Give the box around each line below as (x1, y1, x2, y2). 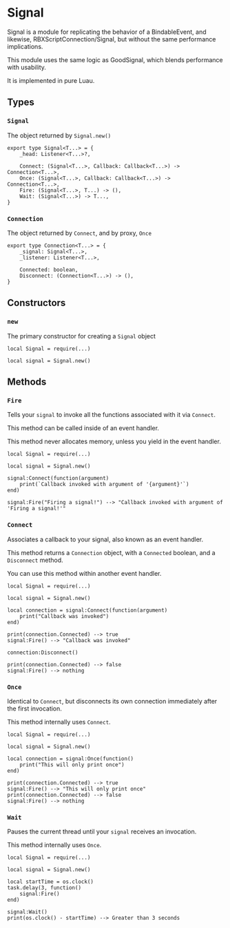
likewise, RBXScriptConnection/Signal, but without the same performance (7, 35, 216, 43)
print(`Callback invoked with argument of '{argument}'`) (19, 481, 189, 488)
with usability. (7, 63, 47, 71)
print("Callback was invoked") (19, 612, 109, 619)
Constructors (7, 297, 66, 309)
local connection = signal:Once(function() (7, 755, 134, 762)
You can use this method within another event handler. (7, 569, 162, 577)
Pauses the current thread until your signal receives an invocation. (7, 827, 197, 836)
